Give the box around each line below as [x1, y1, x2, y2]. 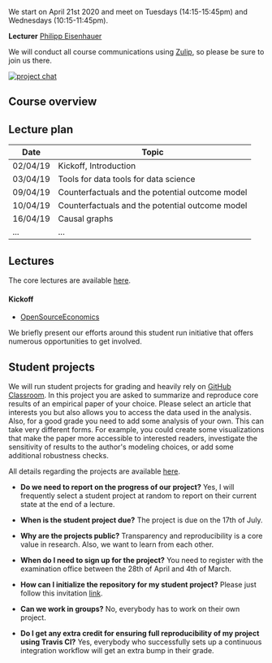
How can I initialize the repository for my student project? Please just [19, 580, 257, 590]
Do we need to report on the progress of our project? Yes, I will [19, 483, 235, 492]
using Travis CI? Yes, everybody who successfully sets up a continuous [19, 637, 262, 647]
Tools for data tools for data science [58, 174, 196, 185]
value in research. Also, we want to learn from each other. [19, 539, 214, 549]
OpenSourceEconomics [19, 312, 100, 322]
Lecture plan [8, 122, 74, 136]
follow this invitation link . [19, 588, 103, 598]
